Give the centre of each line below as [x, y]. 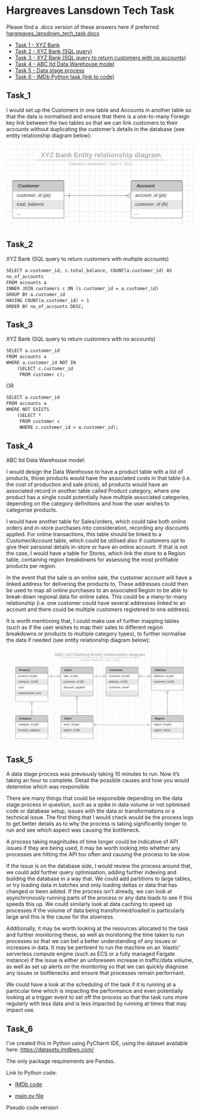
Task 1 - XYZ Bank [37, 45]
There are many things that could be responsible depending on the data [95, 798]
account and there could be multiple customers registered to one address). [99, 609]
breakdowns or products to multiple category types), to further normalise [96, 634]
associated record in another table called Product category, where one [93, 491]
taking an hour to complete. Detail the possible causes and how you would [98, 780]
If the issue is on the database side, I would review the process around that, [99, 866]
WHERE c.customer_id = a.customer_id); [69, 428]
